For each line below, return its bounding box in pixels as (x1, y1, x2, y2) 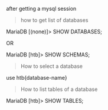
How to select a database (20, 62, 83, 70)
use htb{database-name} (6, 74, 67, 81)
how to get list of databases (20, 17, 89, 23)
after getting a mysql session (6, 5, 77, 12)
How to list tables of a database (20, 86, 98, 93)
